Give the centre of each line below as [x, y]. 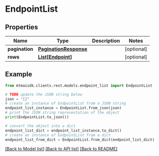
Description [106, 41]
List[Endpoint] [55, 57]
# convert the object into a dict [40, 126]
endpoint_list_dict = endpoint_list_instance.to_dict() [63, 131]
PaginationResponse [63, 49]
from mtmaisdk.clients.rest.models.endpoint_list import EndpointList [79, 86]
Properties [22, 27]
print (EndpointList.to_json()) [37, 117]
